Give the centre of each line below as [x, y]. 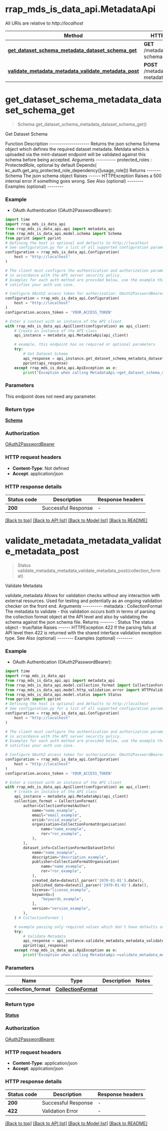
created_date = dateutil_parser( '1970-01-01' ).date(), [88, 880]
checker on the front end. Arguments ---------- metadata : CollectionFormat [84, 606]
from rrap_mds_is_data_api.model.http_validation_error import [72, 690]
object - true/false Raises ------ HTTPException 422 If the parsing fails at [81, 627]
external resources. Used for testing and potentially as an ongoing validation [84, 601]
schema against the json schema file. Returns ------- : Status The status [79, 622]
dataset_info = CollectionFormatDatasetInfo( [69, 848]
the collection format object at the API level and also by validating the [76, 617]
